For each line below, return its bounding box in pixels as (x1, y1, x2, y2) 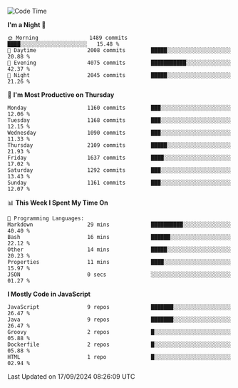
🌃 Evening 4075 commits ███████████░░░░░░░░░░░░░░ (7, 59, 232, 66)
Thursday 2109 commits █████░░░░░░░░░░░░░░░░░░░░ (7, 142, 232, 149)
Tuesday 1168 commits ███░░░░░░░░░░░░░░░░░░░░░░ (7, 117, 232, 124)
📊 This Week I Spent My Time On (7, 198, 108, 207)
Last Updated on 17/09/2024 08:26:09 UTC (7, 372, 135, 381)
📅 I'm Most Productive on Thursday (7, 91, 115, 99)
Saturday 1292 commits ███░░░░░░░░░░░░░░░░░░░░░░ (7, 167, 232, 174)
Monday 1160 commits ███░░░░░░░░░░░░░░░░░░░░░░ (7, 104, 232, 111)
